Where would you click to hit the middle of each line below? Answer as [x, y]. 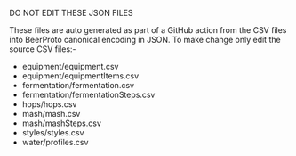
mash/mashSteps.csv [62, 123]
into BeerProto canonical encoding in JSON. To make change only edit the [145, 40]
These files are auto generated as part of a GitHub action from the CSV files [148, 30]
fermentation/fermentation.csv [78, 85]
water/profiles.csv [55, 142]
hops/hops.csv [49, 104]
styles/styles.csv [53, 132]
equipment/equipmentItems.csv [80, 76]
